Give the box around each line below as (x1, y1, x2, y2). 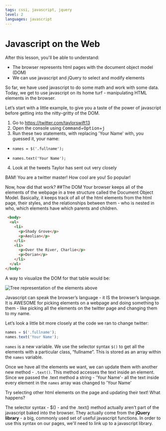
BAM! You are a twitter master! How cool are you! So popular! (5, 174, 131, 180)
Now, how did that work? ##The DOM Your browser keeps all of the (5, 184, 144, 190)
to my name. (5, 310, 31, 316)
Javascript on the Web (5, 38, 100, 49)
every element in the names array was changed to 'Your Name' (5, 380, 132, 386)
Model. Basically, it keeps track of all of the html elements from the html (5, 195, 152, 201)
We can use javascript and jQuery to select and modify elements (12, 75, 145, 81)
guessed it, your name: (12, 136, 60, 142)
